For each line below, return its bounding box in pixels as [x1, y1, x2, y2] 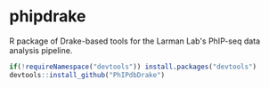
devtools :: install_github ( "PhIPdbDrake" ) [9, 70, 166, 79]
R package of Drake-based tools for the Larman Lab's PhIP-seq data [9, 36, 261, 46]
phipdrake [9, 6, 86, 27]
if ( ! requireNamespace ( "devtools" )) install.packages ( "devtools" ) [9, 62, 257, 71]
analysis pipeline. [9, 44, 73, 55]
